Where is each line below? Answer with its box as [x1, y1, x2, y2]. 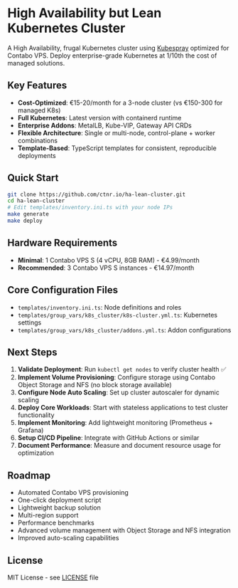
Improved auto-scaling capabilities [17, 534, 119, 542]
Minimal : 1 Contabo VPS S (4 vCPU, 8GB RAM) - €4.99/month [17, 256, 200, 264]
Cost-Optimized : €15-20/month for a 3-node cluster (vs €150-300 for [17, 98, 223, 107]
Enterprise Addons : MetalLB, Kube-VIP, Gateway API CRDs [17, 121, 192, 130]
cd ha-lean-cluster [7, 197, 65, 204]
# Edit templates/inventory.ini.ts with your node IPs [7, 204, 173, 211]
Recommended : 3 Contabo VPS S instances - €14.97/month [17, 263, 195, 272]
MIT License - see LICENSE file [7, 573, 99, 582]
